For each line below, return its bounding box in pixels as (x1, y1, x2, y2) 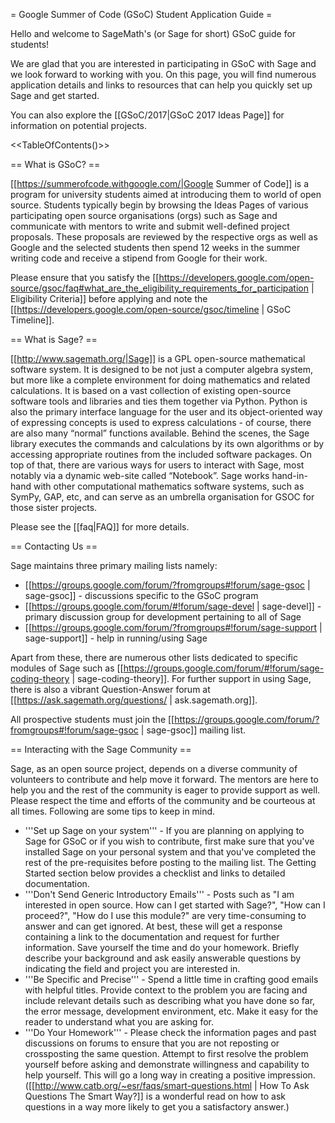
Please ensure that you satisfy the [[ (10, 272, 160, 283)
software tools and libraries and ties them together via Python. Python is (10, 395, 308, 407)
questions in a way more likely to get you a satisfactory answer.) (24, 1101, 290, 1113)
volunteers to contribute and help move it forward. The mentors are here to (10, 774, 319, 785)
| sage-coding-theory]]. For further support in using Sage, (71, 673, 312, 684)
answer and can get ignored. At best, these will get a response (24, 920, 283, 932)
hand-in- (271, 470, 308, 481)
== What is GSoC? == (10, 159, 101, 170)
